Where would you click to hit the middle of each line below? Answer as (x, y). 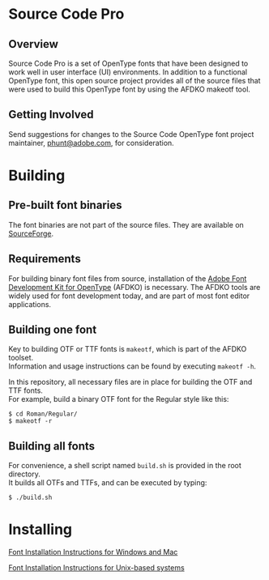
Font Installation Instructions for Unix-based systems (96, 568)
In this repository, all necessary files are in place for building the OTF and (130, 382)
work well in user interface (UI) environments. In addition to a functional (128, 72)
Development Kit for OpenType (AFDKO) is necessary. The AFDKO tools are (134, 287)
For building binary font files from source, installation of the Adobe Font (128, 278)
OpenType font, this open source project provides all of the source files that (134, 81)
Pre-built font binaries (65, 205)
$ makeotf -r (30, 421)
